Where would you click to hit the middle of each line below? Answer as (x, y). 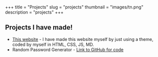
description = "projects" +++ (34, 12)
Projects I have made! (39, 28)
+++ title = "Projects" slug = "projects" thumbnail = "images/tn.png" (74, 7)
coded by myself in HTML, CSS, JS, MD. (53, 44)
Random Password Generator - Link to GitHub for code (68, 49)
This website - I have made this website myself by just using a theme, (83, 39)
